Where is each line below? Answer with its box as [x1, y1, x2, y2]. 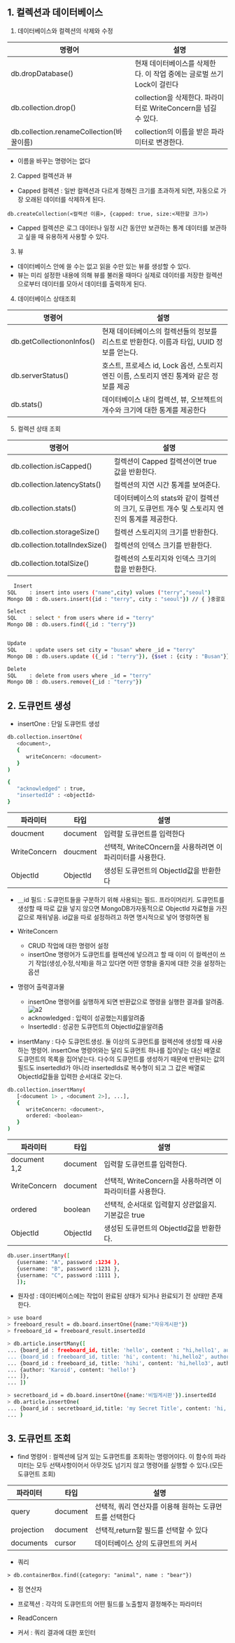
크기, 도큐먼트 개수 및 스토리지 [122, 504, 215, 513]
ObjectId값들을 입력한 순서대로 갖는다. [17, 1072, 122, 1081]
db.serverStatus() [10, 370, 69, 380]
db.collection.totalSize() [10, 558, 90, 568]
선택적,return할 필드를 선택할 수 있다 [94, 1525, 208, 1535]
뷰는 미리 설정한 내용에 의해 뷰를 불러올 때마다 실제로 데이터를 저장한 [17, 270, 204, 279]
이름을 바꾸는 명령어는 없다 [17, 156, 91, 165]
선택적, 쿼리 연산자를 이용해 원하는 [94, 1502, 201, 1511]
